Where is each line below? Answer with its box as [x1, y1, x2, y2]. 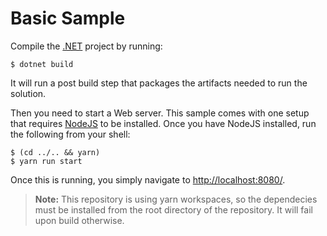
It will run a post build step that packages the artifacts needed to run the [10, 77, 308, 89]
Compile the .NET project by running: [10, 40, 163, 52]
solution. [10, 87, 47, 99]
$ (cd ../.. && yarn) [10, 147, 101, 157]
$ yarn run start [10, 156, 83, 166]
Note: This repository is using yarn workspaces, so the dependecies [34, 193, 318, 205]
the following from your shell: [10, 128, 131, 140]
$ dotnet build [10, 59, 74, 69]
